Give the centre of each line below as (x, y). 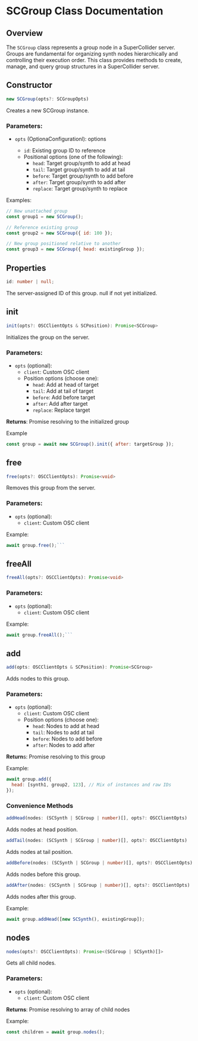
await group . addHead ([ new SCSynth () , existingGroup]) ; (76, 919)
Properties (26, 268)
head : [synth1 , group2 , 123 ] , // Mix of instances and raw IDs (91, 785)
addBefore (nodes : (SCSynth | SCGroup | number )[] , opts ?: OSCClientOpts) (100, 863)
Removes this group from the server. (51, 488)
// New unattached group (37, 211)
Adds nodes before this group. (44, 874)
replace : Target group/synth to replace (80, 188)
